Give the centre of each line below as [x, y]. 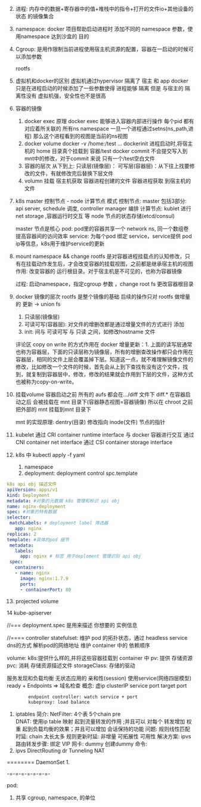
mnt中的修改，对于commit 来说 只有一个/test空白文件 [90, 158]
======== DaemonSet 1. [38, 762]
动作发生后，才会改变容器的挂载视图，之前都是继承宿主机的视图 [115, 264]
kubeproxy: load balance [59, 702]
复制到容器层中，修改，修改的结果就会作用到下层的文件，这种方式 [112, 374]
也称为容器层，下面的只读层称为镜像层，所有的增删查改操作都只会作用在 [104, 352]
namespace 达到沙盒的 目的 [55, 36]
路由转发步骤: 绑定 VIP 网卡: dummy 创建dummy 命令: [81, 744]
